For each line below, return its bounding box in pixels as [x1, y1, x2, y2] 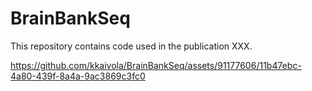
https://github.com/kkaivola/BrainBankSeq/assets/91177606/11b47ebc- [10, 59, 302, 71]
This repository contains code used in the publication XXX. [10, 40, 253, 52]
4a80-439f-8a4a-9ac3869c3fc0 [10, 70, 146, 82]
